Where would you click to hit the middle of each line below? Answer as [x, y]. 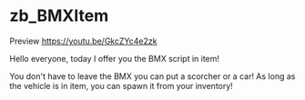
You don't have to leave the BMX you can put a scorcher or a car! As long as [152, 76]
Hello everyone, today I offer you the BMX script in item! [115, 58]
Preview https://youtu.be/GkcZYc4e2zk [83, 41]
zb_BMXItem [59, 16]
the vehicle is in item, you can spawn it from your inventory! [122, 85]
